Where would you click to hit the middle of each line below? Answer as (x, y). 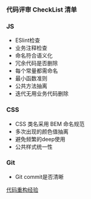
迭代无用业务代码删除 (42, 94)
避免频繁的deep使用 (40, 139)
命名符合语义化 (34, 55)
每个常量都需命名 (36, 71)
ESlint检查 (28, 40)
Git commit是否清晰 (39, 176)
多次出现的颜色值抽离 (42, 131)
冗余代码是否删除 (36, 63)
